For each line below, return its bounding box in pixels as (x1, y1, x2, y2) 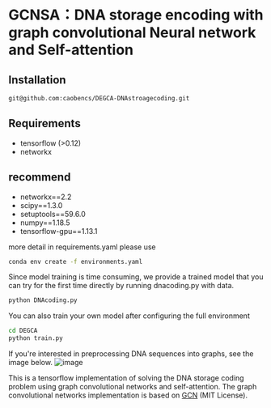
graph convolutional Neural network (8, 23, 256, 42)
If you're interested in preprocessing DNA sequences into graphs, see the (8, 349, 254, 359)
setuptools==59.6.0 (19, 209, 87, 219)
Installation (8, 73, 66, 87)
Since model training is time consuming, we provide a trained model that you (8, 272, 264, 282)
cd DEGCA (8, 327, 38, 335)
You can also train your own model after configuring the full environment (8, 311, 251, 321)
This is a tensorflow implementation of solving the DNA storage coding (8, 373, 244, 383)
